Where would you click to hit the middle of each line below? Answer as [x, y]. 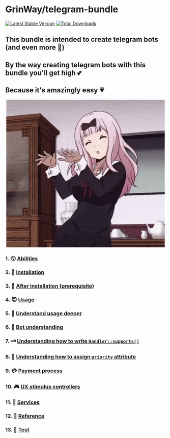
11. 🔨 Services [22, 402]
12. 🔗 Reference [25, 416]
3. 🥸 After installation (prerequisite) [50, 286]
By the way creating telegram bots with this [76, 65]
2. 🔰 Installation [25, 272]
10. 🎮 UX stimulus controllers [43, 387]
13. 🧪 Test [17, 429]
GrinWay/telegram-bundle [62, 9]
